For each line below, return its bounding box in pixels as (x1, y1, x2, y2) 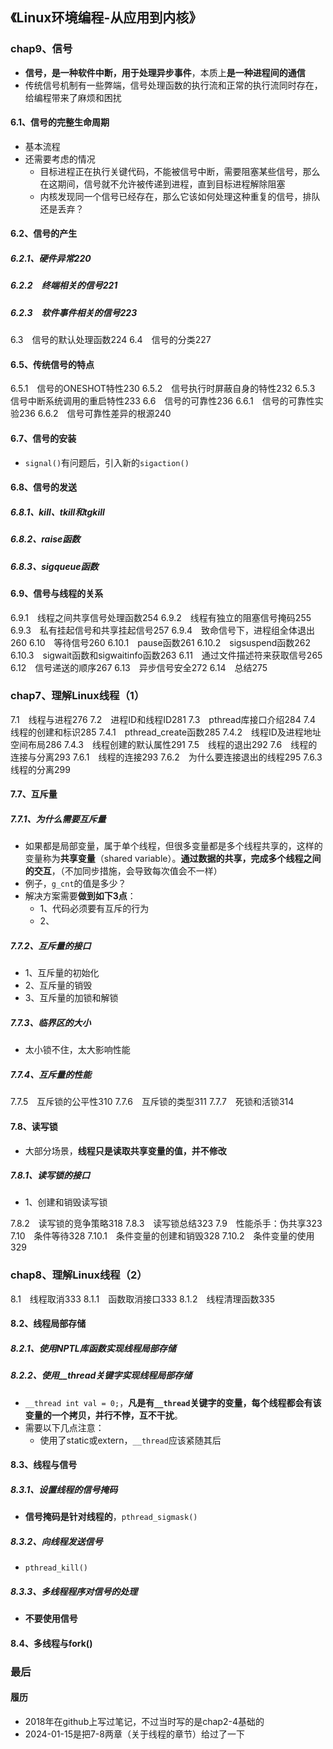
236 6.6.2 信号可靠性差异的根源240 (18, 408, 172, 420)
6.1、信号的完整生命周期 (10, 116, 110, 128)
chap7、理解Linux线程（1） (10, 689, 145, 703)
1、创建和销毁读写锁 (24, 1196, 108, 1208)
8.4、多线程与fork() (10, 1637, 93, 1649)
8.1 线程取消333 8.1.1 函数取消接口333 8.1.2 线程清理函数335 (10, 1293, 276, 1305)
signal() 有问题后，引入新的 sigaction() (24, 456, 190, 468)
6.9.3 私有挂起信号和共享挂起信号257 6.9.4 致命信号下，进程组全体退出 (10, 624, 316, 636)
